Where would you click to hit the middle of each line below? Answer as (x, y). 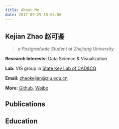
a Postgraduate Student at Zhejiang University (66, 49)
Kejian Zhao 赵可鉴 (35, 36)
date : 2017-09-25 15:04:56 (33, 15)
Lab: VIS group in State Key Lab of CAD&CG (51, 68)
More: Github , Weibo (27, 88)
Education (22, 121)
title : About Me (22, 10)
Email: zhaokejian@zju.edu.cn (36, 78)
